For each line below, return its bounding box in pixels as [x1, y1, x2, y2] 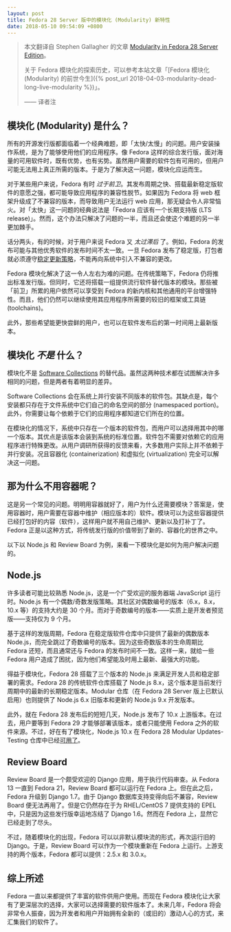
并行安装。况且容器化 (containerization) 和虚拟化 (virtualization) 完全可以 [7, 450, 213, 458]
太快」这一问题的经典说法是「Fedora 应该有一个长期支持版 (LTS [30, 206, 212, 214]
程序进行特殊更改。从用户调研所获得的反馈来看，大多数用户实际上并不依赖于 [7, 442, 224, 449]
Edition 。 [23, 51, 50, 59]
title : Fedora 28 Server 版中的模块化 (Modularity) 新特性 [7, 17, 170, 23]
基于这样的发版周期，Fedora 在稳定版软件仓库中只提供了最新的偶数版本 [7, 629, 210, 637]
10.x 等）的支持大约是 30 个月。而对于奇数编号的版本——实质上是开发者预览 [7, 605, 224, 614]
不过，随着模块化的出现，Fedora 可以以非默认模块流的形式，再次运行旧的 [7, 833, 215, 841]
